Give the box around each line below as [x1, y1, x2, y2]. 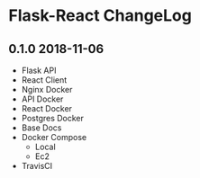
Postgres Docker [21, 113, 85, 123]
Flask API [21, 65, 57, 76]
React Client [21, 75, 68, 85]
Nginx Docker [21, 85, 73, 94]
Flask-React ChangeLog [8, 5, 193, 26]
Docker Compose [21, 132, 87, 142]
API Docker [21, 93, 64, 104]
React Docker [21, 103, 73, 113]
